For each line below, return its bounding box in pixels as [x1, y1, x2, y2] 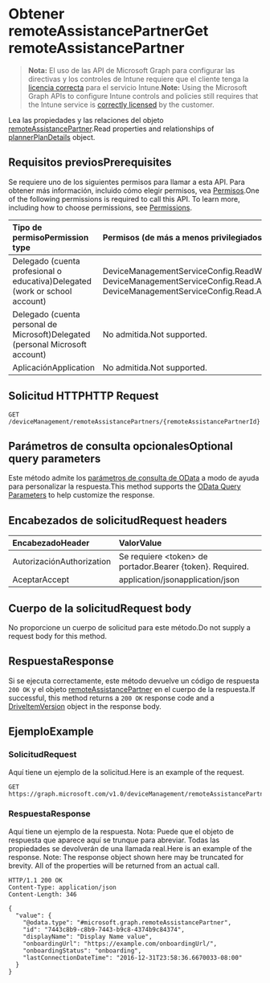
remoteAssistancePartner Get [8, 22, 209, 40]
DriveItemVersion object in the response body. [8, 701, 162, 711]
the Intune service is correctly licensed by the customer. [27, 100, 215, 109]
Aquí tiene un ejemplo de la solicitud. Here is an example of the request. [8, 767, 245, 776]
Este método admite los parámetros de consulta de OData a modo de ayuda [8, 473, 260, 483]
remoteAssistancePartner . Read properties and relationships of [8, 124, 215, 133]
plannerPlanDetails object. [8, 132, 96, 141]
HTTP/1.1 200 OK [8, 876, 63, 884]
